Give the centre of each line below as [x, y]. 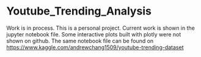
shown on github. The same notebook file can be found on [80, 41]
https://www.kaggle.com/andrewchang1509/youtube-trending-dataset [95, 47]
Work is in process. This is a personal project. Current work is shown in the [101, 28]
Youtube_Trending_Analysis [79, 11]
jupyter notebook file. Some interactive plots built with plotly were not [94, 34]
